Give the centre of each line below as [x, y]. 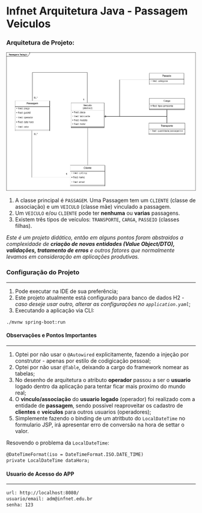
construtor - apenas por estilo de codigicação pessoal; [83, 361]
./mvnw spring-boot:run [36, 322]
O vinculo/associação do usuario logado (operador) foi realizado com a [105, 399]
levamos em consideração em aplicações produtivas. [73, 257]
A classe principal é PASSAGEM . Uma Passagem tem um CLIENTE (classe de [105, 200]
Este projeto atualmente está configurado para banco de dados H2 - [99, 297]
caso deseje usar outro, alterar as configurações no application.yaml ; [103, 304]
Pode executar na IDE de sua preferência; [66, 291]
